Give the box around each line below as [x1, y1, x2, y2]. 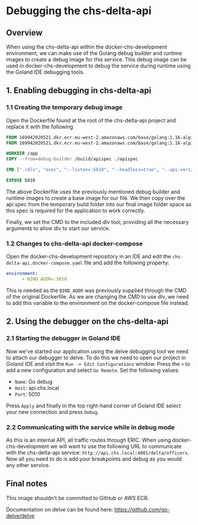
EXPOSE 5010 [6, 177, 35, 184]
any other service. [6, 461, 50, 468]
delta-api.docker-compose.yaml [6, 260, 83, 267]
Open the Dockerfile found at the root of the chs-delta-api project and [6, 116, 176, 124]
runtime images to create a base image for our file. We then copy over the [6, 194, 186, 202]
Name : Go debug [14, 378, 53, 385]
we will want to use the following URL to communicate [49, 442, 181, 450]
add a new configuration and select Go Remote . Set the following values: [6, 367, 180, 374]
